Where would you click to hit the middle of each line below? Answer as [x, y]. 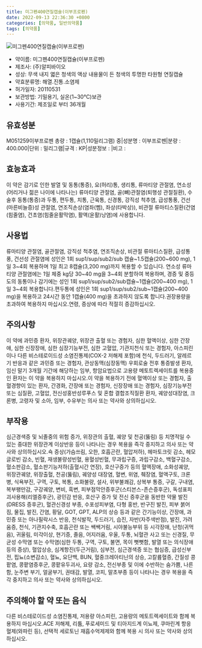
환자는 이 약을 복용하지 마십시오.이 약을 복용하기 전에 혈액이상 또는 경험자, [99, 378]
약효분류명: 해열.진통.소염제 [47, 82]
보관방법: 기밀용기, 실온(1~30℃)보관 [58, 97]
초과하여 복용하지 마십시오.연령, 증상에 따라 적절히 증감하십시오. [81, 304]
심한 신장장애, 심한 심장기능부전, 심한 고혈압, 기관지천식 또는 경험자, [93, 348]
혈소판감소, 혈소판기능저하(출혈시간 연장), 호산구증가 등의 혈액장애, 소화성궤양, [98, 467]
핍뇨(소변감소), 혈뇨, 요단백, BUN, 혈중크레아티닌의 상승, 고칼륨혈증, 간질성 [102, 557]
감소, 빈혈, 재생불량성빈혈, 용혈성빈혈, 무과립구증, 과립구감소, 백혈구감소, [107, 459]
